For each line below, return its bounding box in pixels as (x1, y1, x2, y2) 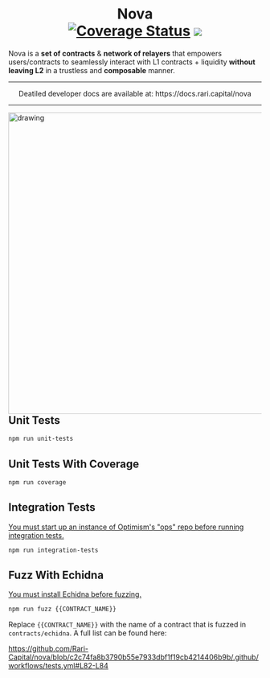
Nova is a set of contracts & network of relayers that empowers (8, 48, 223, 58)
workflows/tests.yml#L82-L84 (8, 661, 108, 671)
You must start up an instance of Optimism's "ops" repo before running (8, 522, 244, 532)
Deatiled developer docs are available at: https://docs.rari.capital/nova (18, 88, 252, 98)
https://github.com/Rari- (8, 644, 88, 654)
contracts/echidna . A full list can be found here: (8, 628, 167, 638)
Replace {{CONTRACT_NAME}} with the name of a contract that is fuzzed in (8, 620, 247, 630)
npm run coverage (8, 479, 67, 487)
